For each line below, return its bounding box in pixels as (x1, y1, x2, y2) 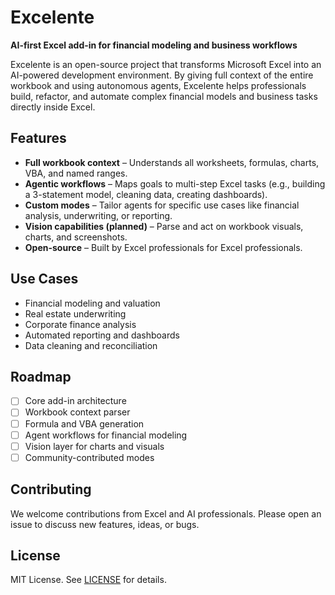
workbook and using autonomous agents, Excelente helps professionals (10, 79, 307, 91)
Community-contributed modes (24, 451, 155, 463)
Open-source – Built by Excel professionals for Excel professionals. (24, 241, 303, 253)
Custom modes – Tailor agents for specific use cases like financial (24, 199, 300, 211)
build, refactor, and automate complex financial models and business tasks (10, 90, 318, 102)
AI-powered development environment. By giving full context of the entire (10, 69, 314, 81)
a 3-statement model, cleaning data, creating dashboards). (24, 188, 268, 200)
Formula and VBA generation (24, 417, 145, 430)
